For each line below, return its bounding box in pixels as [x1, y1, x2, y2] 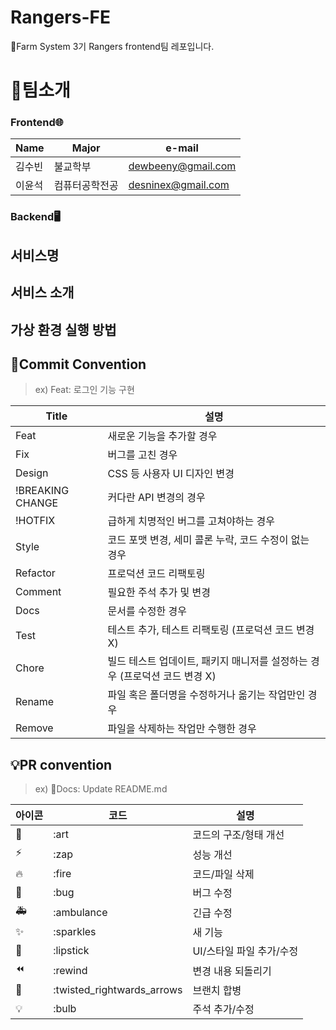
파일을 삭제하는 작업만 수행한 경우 [107, 722, 257, 736]
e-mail [165, 141, 199, 155]
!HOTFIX [15, 514, 56, 528]
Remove [15, 721, 54, 735]
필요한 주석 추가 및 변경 [107, 586, 211, 600]
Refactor [15, 566, 56, 580]
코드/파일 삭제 [192, 867, 255, 881]
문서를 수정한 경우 [107, 604, 187, 618]
